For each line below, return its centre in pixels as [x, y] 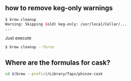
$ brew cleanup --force [30, 47]
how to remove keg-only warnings [59, 8]
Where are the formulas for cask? [58, 62]
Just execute [18, 38]
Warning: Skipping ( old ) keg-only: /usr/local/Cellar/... [66, 24]
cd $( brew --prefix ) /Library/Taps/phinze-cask [54, 74]
